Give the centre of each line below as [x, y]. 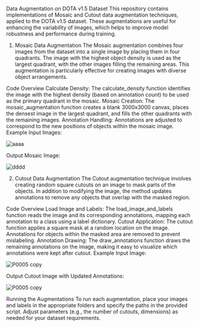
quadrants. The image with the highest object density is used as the [98, 58]
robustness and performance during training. [61, 34]
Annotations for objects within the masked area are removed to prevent [93, 234]
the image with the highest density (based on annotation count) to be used [97, 95]
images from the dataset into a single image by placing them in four [97, 52]
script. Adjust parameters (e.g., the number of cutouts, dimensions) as [92, 312]
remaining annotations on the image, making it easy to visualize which [92, 247]
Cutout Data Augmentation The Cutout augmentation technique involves [103, 178]
